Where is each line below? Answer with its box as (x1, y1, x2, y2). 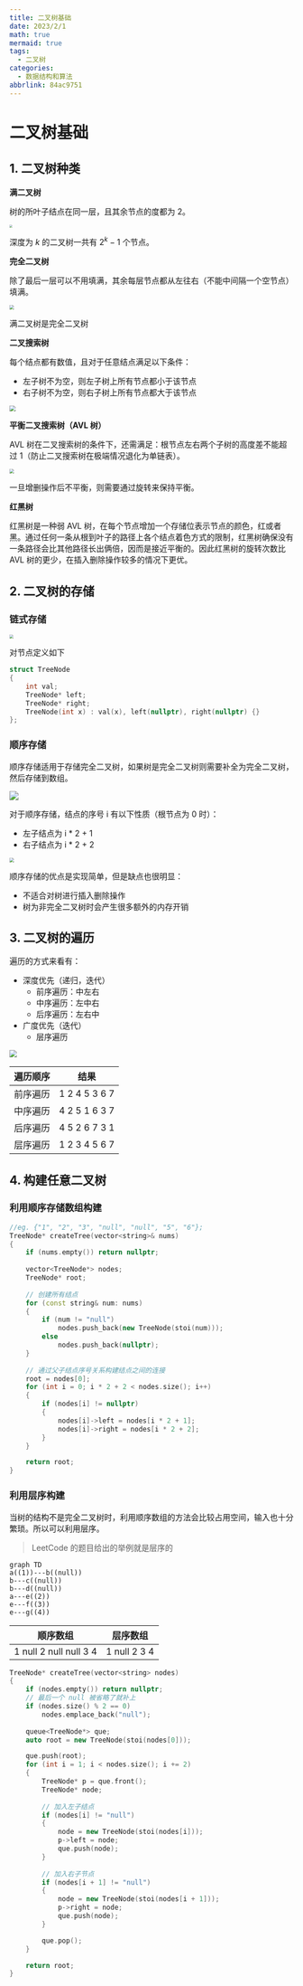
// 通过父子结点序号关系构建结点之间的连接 (25, 1366, 166, 1375)
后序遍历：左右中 (35, 1009, 100, 1020)
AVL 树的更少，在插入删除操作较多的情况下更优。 (9, 554, 193, 565)
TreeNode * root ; (25, 1273, 87, 1282)
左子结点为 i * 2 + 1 (22, 827, 93, 838)
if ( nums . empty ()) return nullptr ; (25, 1248, 160, 1257)
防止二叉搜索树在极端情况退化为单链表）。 (30, 450, 185, 461)
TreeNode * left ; (25, 690, 87, 699)
